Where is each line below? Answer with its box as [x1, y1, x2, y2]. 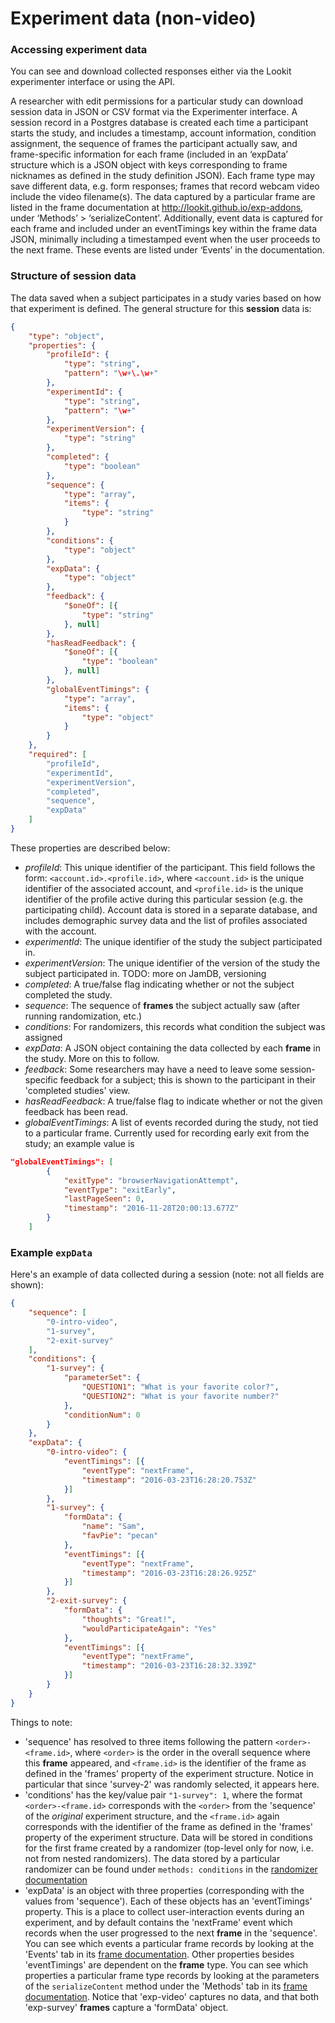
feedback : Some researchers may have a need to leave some [24, 1063, 278, 1075]
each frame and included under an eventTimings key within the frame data [10, 223, 318, 235]
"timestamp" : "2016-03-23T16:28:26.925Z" [81, 1568, 257, 1578]
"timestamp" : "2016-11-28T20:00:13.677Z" [63, 1203, 240, 1214]
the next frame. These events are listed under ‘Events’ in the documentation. [10, 244, 325, 256]
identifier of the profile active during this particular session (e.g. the [24, 893, 304, 905]
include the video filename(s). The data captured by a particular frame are [10, 191, 316, 203]
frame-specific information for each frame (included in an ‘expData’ [10, 148, 289, 161]
